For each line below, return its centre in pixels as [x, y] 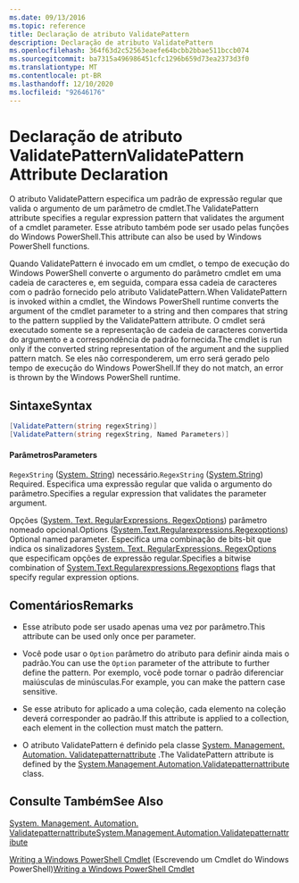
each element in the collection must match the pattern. [123, 728]
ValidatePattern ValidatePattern [127, 155]
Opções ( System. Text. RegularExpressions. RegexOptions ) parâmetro [138, 521]
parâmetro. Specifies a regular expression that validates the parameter [138, 494]
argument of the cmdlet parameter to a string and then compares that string [149, 311]
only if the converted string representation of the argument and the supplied [149, 349]
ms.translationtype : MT [54, 68]
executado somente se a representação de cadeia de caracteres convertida [149, 330]
